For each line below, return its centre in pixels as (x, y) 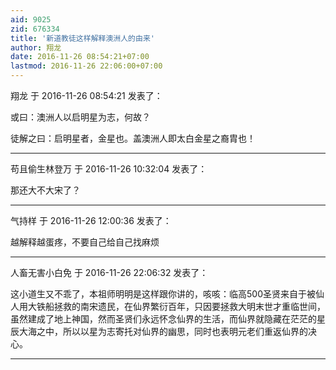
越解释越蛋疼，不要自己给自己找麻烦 (85, 242)
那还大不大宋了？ (45, 190)
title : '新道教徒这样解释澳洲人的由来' (82, 38)
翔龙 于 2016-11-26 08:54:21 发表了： (86, 95)
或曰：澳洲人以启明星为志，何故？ (80, 117)
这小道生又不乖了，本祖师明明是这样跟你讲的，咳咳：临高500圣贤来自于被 (163, 294)
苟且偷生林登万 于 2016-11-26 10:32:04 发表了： (109, 169)
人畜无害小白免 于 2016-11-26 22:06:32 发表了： (109, 272)
